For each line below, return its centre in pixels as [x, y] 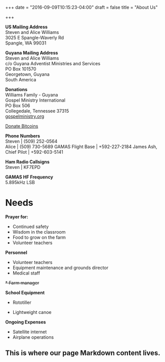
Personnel [16, 252]
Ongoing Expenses [26, 322]
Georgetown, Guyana [27, 74]
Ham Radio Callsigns [27, 162]
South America [21, 80]
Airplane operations [33, 337]
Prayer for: [17, 216]
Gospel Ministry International [35, 100]
